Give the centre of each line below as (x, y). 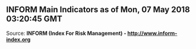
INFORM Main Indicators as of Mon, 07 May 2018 (98, 10)
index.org (18, 39)
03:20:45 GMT (34, 19)
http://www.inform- (152, 33)
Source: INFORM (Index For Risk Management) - (66, 33)
